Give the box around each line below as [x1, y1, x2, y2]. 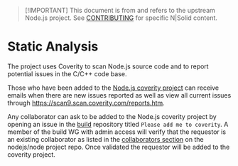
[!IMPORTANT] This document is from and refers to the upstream [24, 6, 215, 14]
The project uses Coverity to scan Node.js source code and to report [7, 62, 209, 71]
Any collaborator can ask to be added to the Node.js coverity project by [7, 112, 217, 120]
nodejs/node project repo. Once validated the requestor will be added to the [7, 142, 230, 151]
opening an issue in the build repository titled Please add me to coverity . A [7, 120, 229, 128]
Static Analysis [7, 38, 99, 55]
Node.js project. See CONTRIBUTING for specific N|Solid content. [24, 14, 218, 22]
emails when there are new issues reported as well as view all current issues [7, 90, 232, 99]
